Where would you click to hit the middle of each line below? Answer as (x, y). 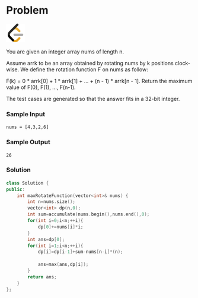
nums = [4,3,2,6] (28, 127)
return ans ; (42, 277)
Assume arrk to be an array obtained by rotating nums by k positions (90, 63)
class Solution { (28, 183)
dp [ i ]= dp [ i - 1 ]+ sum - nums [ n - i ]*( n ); (80, 252)
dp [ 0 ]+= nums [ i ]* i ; (60, 227)
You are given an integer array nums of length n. (65, 52)
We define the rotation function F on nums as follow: (84, 69)
